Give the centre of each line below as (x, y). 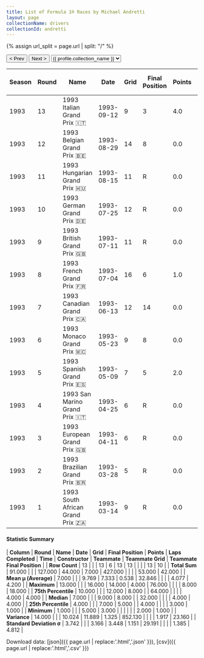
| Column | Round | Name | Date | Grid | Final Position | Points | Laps (94, 552)
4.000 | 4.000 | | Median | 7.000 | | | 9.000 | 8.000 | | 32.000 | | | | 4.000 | (98, 598)
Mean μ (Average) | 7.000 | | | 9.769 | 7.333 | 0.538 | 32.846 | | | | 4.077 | (97, 578)
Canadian (76, 303)
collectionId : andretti (36, 29)
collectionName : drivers (38, 23)
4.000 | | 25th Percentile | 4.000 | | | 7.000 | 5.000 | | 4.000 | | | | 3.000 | (97, 604)
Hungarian (78, 173)
